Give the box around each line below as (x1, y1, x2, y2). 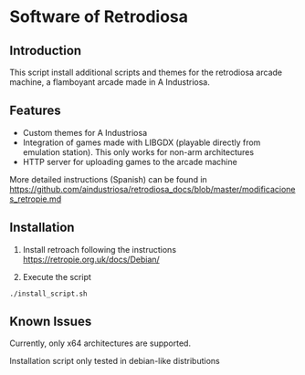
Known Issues (9, 314, 92, 329)
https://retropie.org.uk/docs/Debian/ (22, 254, 160, 265)
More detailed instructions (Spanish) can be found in (9, 173, 207, 184)
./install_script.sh (9, 289, 89, 298)
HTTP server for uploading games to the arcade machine (22, 156, 237, 167)
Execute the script (22, 271, 91, 282)
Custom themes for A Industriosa (22, 127, 148, 138)
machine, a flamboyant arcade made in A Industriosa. (9, 77, 210, 88)
